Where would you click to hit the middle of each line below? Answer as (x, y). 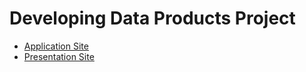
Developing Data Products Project (152, 18)
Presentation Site (59, 56)
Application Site (56, 46)
